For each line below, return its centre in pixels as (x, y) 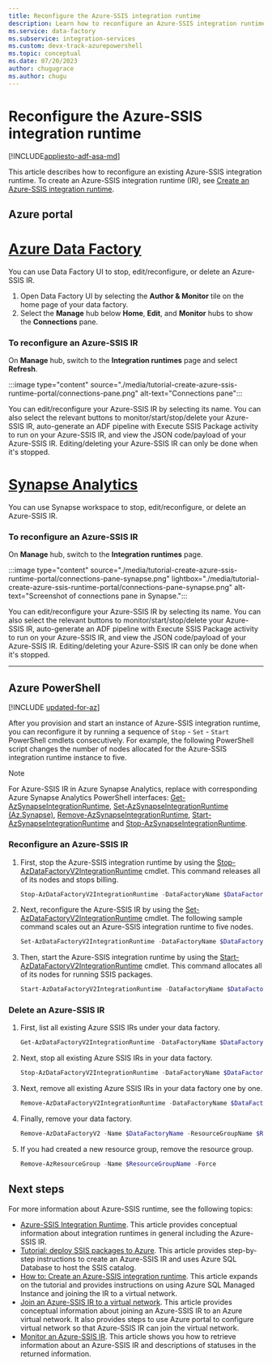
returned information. (55, 1354)
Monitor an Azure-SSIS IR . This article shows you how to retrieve (128, 1336)
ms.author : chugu (38, 76)
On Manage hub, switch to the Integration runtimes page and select (123, 361)
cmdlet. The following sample (193, 918)
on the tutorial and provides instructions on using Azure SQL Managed (137, 1285)
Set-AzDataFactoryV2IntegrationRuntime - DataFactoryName (118, 942)
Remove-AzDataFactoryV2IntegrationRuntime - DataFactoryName (123, 1103)
